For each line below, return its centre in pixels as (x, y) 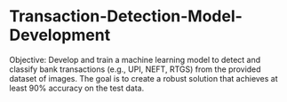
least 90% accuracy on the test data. (77, 88)
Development (60, 35)
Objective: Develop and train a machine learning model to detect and (135, 59)
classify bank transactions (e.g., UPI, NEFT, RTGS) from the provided (135, 69)
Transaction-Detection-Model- (126, 16)
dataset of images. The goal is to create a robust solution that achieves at (143, 78)
